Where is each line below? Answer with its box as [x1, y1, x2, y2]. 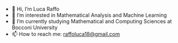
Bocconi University [11, 24, 58, 31]
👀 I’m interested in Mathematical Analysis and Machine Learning [11, 12, 167, 19]
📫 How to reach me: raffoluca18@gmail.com [11, 31, 120, 37]
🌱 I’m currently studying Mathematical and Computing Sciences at [11, 18, 172, 24]
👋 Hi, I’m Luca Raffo [11, 6, 60, 12]
